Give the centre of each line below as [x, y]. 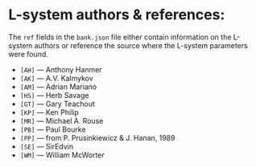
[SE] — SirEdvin [47, 146]
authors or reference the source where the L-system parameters [141, 45]
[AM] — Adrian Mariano [58, 87]
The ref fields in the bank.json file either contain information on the [120, 37]
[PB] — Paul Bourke [53, 129]
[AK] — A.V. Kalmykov [57, 78]
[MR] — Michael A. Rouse [62, 120]
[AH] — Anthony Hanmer [61, 69]
